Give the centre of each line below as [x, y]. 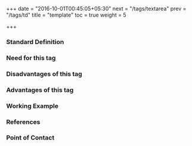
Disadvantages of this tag [44, 74]
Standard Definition [35, 42]
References [23, 122]
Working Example [32, 105]
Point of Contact [30, 138]
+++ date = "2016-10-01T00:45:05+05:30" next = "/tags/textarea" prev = [96, 9]
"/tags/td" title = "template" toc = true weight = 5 [66, 15]
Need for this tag [31, 58]
